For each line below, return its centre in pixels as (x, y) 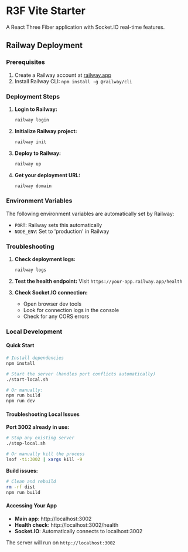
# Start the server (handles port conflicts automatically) (81, 374)
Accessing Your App (32, 506)
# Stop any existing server (40, 438)
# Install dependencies (35, 358)
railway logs (30, 270)
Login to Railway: (36, 109)
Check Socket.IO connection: (51, 292)
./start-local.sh (27, 380)
